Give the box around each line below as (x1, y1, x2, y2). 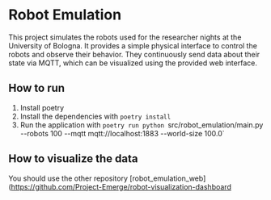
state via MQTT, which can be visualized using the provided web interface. (8, 58, 257, 68)
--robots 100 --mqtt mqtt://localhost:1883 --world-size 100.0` (19, 128, 225, 138)
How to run (8, 81, 66, 95)
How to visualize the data (8, 152, 138, 166)
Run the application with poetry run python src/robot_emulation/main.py (19, 119, 264, 130)
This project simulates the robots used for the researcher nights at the (8, 32, 242, 42)
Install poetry (19, 102, 65, 112)
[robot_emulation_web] (129, 173, 206, 183)
